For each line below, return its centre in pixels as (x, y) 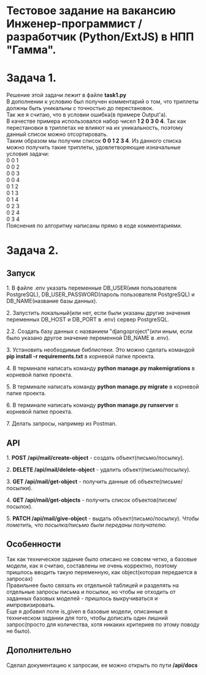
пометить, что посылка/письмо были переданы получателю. (87, 525)
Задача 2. (32, 251)
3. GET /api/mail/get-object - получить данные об (71, 481)
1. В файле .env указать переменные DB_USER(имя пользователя (92, 288)
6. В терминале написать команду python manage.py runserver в (93, 405)
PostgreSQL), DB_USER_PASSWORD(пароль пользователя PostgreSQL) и (101, 294)
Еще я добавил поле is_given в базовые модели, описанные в (87, 611)
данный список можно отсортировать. (57, 134)
